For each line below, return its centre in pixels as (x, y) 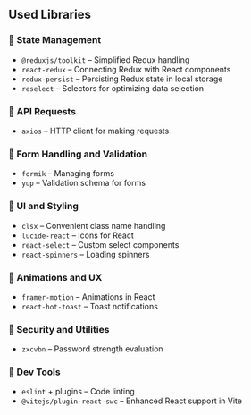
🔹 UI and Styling (44, 207)
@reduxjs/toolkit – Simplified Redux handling (105, 59)
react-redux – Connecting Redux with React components (126, 69)
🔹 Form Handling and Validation (78, 154)
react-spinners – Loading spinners (85, 254)
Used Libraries (50, 15)
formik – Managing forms (68, 174)
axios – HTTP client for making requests (95, 131)
